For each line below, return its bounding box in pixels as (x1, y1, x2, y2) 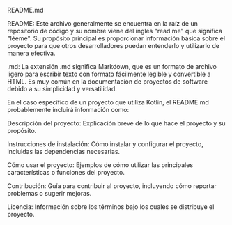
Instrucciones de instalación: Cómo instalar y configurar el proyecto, (7, 140, 203, 148)
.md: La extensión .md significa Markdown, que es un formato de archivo (7, 63, 217, 70)
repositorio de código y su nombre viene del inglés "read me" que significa (7, 27, 223, 35)
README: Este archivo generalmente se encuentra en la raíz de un (7, 20, 199, 27)
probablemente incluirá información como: (7, 106, 130, 114)
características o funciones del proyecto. (7, 169, 125, 176)
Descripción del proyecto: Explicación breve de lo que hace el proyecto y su (7, 119, 226, 127)
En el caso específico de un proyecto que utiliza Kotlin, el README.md (7, 98, 209, 107)
